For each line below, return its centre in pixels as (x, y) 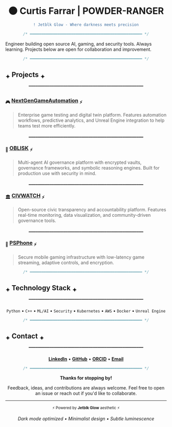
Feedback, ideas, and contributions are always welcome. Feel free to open (86, 388)
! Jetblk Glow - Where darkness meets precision (86, 25)
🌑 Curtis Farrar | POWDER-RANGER (86, 11)
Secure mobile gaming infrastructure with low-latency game (81, 257)
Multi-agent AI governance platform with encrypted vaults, (80, 162)
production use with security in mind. (57, 173)
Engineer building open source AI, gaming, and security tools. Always (79, 44)
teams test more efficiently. (47, 126)
